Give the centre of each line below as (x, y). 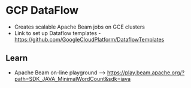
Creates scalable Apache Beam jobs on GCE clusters (79, 27)
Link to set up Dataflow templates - (57, 33)
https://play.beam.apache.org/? (146, 73)
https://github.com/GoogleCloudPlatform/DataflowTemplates (89, 39)
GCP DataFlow (42, 10)
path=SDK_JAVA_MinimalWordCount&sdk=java (72, 78)
